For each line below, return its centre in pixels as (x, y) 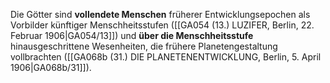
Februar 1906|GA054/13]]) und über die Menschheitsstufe (132, 35)
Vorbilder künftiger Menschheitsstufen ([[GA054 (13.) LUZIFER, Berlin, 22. (162, 25)
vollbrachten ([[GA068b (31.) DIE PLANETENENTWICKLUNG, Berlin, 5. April (166, 57)
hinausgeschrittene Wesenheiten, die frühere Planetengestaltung (144, 46)
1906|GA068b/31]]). (51, 67)
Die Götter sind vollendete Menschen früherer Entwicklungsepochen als (160, 14)
